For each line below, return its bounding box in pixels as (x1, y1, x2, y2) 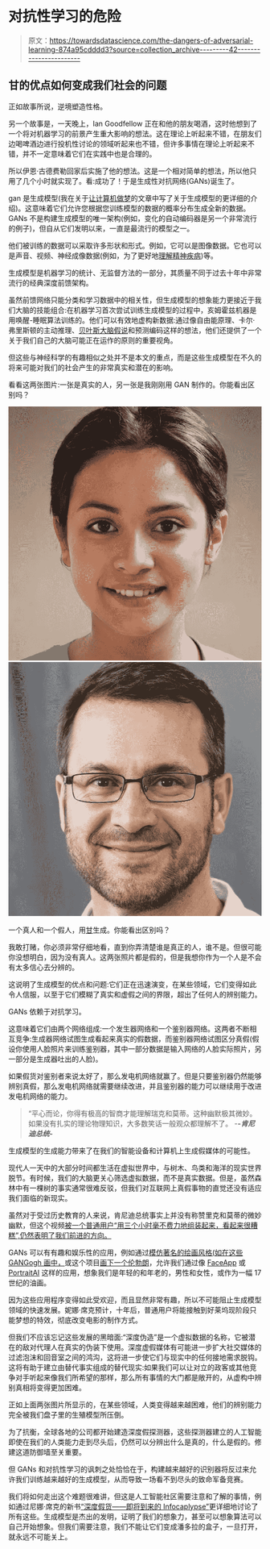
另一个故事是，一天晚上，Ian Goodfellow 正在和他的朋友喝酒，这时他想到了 (8, 119, 257, 128)
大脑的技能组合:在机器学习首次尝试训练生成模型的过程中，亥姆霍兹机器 (14, 305, 251, 314)
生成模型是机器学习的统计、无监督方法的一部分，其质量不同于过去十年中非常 (8, 268, 262, 277)
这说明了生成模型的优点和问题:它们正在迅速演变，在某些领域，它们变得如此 (8, 979, 257, 989)
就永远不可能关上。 (8, 1531, 72, 1541)
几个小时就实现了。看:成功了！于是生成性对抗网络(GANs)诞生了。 (22, 176, 239, 185)
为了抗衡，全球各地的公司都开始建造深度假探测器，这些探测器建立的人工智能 (8, 1426, 262, 1436)
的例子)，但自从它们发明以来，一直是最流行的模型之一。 (8, 223, 194, 233)
